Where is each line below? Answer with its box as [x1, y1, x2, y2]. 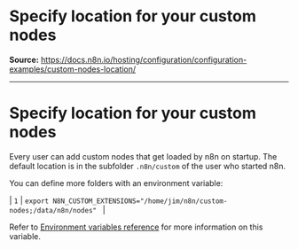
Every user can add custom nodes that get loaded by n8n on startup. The [9, 151, 278, 161]
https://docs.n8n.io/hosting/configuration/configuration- [41, 54, 247, 65]
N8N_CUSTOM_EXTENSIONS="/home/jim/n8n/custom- [52, 197, 228, 206]
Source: [9, 54, 40, 65]
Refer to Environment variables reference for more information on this [9, 222, 263, 232]
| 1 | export [9, 195, 50, 206]
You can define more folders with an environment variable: [9, 177, 223, 188]
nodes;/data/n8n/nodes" [9, 206, 98, 214]
